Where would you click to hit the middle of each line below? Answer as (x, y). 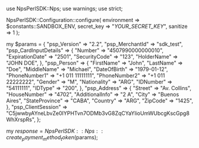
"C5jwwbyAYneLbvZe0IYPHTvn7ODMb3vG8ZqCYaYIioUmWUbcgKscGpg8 (98, 113)
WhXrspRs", (21, 120)
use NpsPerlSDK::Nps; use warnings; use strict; (64, 9)
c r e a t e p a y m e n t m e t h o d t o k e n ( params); (52, 138)
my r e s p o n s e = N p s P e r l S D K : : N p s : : (55, 131)
